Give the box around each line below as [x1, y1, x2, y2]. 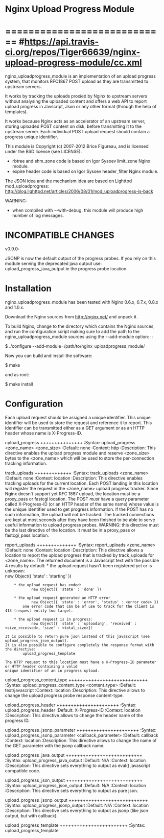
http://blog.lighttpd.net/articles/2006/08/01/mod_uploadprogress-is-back [5, 189, 153, 194]
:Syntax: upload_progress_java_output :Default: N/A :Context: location [5, 757, 146, 763]
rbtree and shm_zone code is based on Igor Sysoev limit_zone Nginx [12, 158, 151, 164]
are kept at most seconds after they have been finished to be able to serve [5, 517, 155, 523]
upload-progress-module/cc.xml [5, 57, 142, 68]
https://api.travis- [24, 36, 99, 48]
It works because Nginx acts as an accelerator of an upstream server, [5, 119, 146, 124]
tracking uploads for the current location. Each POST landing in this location [5, 480, 158, 486]
